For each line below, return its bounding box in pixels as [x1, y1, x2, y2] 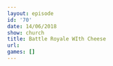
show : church [7, 29, 45, 36]
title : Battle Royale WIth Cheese [7, 36, 107, 43]
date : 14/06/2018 [7, 23, 57, 30]
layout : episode [7, 10, 54, 17]
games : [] [7, 49, 36, 56]
